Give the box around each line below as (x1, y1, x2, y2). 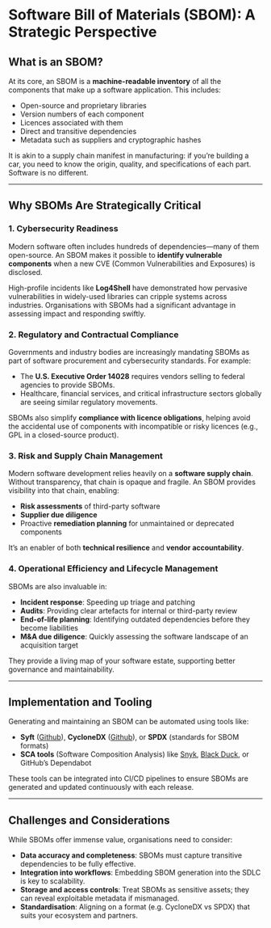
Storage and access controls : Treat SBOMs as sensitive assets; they (19, 885, 250, 895)
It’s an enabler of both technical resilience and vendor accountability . (8, 543, 244, 553)
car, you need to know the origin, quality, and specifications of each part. (8, 159, 252, 169)
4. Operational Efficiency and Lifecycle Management (8, 563, 219, 575)
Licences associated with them (19, 118, 123, 127)
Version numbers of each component (19, 109, 144, 119)
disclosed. (8, 267, 43, 276)
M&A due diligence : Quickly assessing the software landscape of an (19, 631, 248, 641)
